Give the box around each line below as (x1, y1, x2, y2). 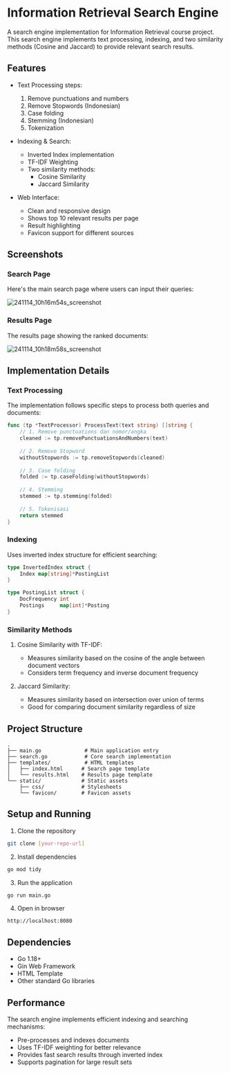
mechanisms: (7, 1023, 46, 1031)
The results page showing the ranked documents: (7, 331, 148, 339)
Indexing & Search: (17, 137, 71, 145)
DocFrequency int (19, 596, 70, 603)
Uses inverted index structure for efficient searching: (7, 550, 157, 559)
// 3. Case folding (19, 467, 76, 474)
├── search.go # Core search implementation (7, 753, 171, 760)
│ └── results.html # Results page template (7, 771, 153, 778)
